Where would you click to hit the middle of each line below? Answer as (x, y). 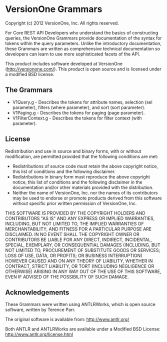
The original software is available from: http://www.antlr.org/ (67, 319)
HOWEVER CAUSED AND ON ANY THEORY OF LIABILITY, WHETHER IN (79, 260)
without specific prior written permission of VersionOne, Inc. (74, 203)
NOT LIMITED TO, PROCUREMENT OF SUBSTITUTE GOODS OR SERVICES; (83, 250)
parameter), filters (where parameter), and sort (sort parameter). (79, 107)
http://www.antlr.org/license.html (39, 334)
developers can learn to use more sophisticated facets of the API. (73, 54)
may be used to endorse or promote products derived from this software (87, 198)
